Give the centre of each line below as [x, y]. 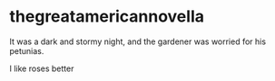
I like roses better [42, 68]
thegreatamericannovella [107, 17]
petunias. [27, 50]
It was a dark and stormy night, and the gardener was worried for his [137, 41]
